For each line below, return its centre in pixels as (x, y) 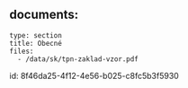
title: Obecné (36, 43)
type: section (36, 35)
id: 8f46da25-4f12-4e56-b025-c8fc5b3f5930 (94, 75)
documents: (44, 15)
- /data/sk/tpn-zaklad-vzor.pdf (78, 59)
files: (22, 51)
